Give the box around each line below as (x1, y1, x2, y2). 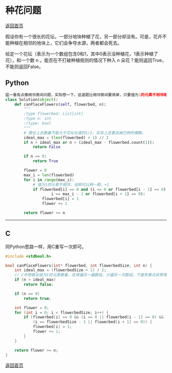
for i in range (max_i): (24, 177, 74, 182)
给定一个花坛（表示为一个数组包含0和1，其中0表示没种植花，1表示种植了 (5, 51, 159, 57)
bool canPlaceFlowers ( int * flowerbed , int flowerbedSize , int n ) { (5, 263, 153, 268)
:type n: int (24, 116, 52, 121)
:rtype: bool (24, 121, 52, 126)
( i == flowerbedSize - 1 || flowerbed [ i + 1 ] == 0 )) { (32, 319, 153, 325)
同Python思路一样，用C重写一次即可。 (5, 244, 87, 250)
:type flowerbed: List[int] (24, 111, 83, 117)
